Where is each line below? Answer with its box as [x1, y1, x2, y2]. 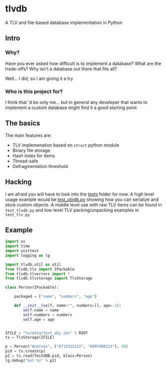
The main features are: [5, 132, 52, 138]
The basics [5, 119, 40, 127]
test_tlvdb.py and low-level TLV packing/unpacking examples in [5, 207, 139, 213]
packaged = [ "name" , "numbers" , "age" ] [14, 294, 97, 299]
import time [5, 243, 30, 249]
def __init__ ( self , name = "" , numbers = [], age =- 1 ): [14, 303, 122, 308]
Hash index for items [12, 152, 55, 158]
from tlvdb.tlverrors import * [5, 271, 70, 276]
